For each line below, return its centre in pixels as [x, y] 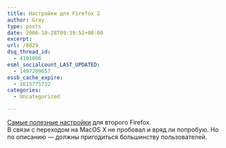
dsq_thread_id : [29, 52]
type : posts [24, 26]
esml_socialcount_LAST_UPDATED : [54, 65]
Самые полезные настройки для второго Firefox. [79, 122]
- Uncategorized [37, 97]
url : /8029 [23, 45]
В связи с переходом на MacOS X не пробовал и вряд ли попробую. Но [113, 129]
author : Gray [26, 20]
